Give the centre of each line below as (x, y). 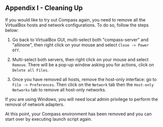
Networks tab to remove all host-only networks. (59, 89)
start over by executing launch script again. (49, 119)
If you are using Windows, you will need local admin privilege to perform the (81, 99)
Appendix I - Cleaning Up (44, 8)
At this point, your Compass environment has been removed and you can (79, 114)
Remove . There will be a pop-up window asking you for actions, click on (83, 64)
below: (12, 30)
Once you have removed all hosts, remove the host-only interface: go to (84, 79)
